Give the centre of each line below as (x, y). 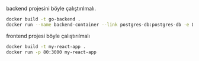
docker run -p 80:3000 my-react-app (51, 52)
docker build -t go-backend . (44, 19)
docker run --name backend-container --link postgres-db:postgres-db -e (98, 25)
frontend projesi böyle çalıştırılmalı (48, 36)
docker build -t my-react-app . (46, 46)
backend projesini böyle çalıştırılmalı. (51, 9)
